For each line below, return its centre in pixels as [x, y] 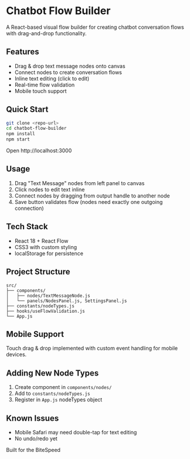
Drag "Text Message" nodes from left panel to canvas [79, 183]
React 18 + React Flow [41, 241]
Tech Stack [27, 227]
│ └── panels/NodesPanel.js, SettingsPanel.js [67, 301]
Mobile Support [35, 334]
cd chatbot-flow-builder [36, 128]
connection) [29, 208]
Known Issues [33, 418]
